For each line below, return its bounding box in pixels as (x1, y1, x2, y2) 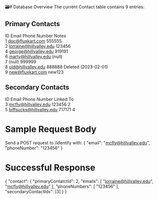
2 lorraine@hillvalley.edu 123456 (5, 43, 71, 49)
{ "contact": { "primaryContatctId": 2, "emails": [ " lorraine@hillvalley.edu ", (5, 178, 154, 184)
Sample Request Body (5, 123, 97, 135)
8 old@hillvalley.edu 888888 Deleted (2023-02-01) (5, 64, 108, 70)
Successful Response (5, 162, 95, 173)
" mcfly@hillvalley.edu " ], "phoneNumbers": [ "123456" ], (5, 183, 119, 189)
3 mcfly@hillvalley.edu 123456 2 (5, 101, 71, 107)
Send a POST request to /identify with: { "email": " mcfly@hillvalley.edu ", (5, 139, 150, 145)
